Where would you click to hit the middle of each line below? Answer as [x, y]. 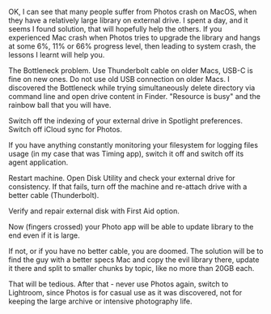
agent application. [38, 162]
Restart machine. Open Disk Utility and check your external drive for [122, 178]
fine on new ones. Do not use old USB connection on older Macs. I [119, 79]
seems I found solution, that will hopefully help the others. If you [115, 29]
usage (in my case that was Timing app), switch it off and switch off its [126, 154]
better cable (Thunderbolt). [54, 195]
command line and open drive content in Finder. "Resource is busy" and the [135, 96]
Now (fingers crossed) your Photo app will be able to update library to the [131, 227]
